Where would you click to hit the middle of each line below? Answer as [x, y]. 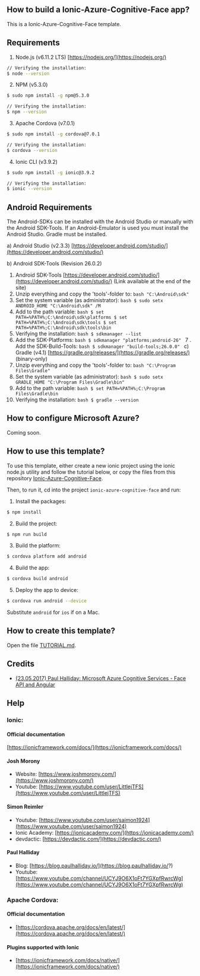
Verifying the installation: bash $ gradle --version [77, 400]
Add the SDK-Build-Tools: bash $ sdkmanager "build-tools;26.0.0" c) [102, 346]
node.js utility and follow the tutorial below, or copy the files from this [91, 472]
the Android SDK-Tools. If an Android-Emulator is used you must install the [98, 228]
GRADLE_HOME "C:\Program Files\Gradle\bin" [70, 382]
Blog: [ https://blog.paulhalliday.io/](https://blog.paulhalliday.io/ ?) [94, 866]
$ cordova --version [32, 150]
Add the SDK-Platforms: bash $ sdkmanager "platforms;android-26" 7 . [103, 340]
